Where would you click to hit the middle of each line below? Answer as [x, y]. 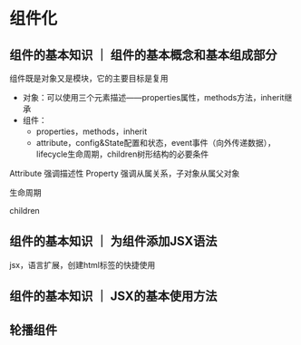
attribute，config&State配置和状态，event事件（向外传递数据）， [156, 143]
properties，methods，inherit [92, 131]
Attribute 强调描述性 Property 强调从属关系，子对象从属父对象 [125, 173]
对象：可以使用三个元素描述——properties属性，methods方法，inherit [153, 97]
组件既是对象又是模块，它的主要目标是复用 [89, 78]
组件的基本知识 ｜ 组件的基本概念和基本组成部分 [143, 55]
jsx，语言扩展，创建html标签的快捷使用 [83, 264]
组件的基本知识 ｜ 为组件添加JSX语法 [113, 241]
